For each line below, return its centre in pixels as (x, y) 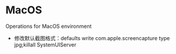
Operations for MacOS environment (49, 26)
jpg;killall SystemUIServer (45, 45)
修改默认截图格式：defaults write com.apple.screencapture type (92, 38)
